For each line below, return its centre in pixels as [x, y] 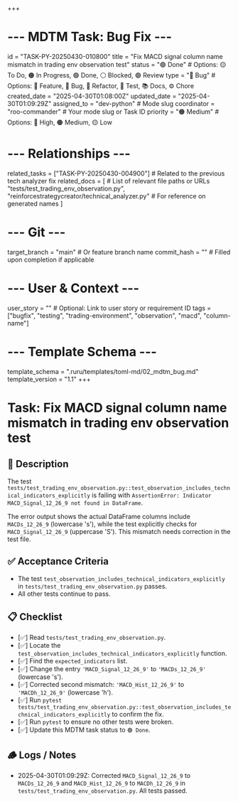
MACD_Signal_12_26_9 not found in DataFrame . [75, 503]
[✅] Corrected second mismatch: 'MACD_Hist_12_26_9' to [101, 685]
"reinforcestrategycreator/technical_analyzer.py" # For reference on [107, 196]
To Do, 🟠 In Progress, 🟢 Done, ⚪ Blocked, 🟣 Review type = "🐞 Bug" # [112, 75]
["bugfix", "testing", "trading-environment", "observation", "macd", [105, 315]
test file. [19, 539]
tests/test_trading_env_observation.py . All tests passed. [102, 791]
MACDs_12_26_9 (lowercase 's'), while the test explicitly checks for [102, 524]
